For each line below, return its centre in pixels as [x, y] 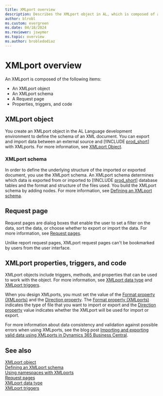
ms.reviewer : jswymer [27, 32]
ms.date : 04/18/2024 [26, 28]
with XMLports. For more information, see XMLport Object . [64, 146]
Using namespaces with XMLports [40, 373]
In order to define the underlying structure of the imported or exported [75, 170]
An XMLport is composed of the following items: [53, 79]
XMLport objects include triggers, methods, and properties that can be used [81, 275]
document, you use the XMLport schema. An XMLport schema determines [79, 175]
